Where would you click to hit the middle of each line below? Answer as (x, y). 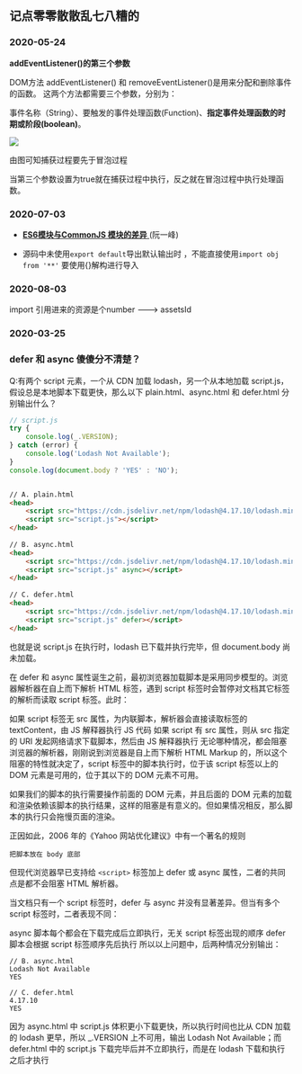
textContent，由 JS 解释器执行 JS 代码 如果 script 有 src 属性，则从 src (141, 729)
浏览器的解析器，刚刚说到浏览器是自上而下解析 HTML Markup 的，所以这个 (148, 752)
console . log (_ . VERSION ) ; (72, 437)
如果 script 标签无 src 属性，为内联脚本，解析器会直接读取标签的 (129, 719)
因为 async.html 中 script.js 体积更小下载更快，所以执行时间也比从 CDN (141, 1026)
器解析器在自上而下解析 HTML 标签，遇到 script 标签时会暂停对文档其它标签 (150, 688)
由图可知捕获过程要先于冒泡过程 (68, 159)
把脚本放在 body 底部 (45, 854)
